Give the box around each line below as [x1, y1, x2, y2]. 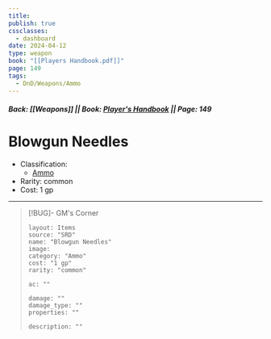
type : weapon [8, 49, 52, 57]
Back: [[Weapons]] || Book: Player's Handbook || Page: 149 [8, 104, 212, 114]
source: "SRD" [27, 231, 76, 239]
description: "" [27, 323, 83, 331]
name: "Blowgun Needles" [27, 238, 112, 246]
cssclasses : [8, 27, 48, 35]
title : [8, 11, 31, 20]
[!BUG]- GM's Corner [27, 208, 99, 218]
